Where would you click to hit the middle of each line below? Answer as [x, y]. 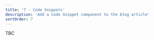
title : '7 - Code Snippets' [35, 10]
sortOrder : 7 [19, 19]
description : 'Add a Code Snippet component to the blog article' [78, 14]
